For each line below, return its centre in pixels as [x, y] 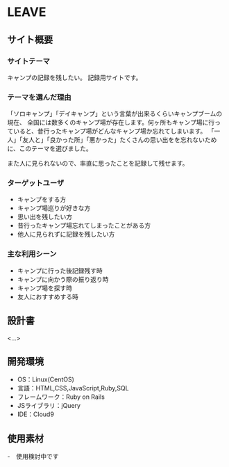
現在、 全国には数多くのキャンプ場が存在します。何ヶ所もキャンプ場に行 [111, 122]
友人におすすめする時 [48, 296]
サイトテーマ [29, 61]
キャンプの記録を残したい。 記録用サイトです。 [75, 77]
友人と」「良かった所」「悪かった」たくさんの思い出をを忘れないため [119, 140]
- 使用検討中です [33, 457]
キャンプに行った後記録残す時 [60, 270]
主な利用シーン [32, 254]
